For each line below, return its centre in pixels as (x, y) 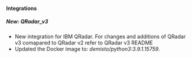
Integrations (22, 8)
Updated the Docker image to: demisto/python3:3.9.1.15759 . (87, 49)
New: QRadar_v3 (27, 22)
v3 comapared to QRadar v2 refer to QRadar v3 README (84, 42)
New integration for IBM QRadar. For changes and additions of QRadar (100, 36)
